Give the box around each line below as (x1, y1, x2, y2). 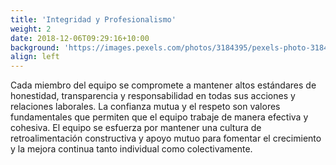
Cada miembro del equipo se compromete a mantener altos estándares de (10, 79, 317, 91)
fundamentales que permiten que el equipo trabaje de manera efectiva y (10, 111, 309, 123)
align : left (10, 52, 60, 62)
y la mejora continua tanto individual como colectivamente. (10, 143, 253, 155)
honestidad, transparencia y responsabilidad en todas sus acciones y (10, 90, 296, 102)
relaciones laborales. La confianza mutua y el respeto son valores (10, 101, 281, 113)
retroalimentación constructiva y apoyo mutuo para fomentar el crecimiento (10, 132, 322, 145)
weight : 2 (10, 24, 52, 34)
